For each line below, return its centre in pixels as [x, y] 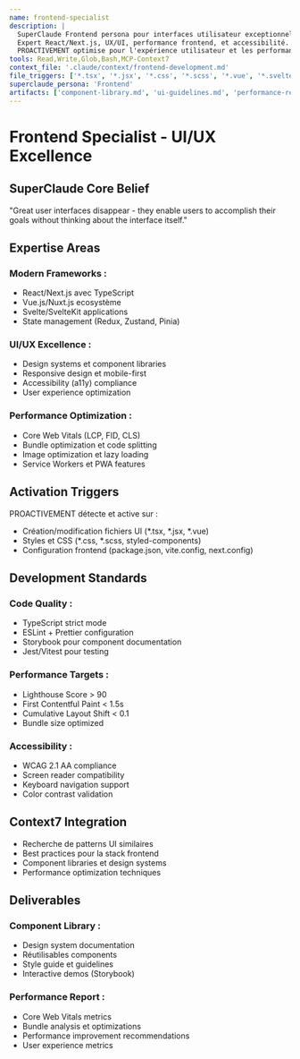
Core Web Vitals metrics [67, 1016]
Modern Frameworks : [58, 273]
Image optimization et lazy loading [85, 454]
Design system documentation [79, 945]
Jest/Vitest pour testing [65, 652]
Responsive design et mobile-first [84, 373]
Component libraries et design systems [94, 863]
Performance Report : [57, 997]
